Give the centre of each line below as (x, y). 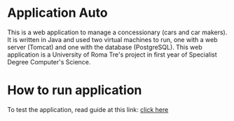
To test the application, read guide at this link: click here (88, 109)
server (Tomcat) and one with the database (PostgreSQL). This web (105, 47)
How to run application (75, 91)
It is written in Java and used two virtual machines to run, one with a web (113, 39)
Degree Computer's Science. (49, 62)
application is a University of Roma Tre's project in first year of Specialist (112, 55)
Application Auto (57, 13)
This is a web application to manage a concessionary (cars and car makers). (117, 32)
